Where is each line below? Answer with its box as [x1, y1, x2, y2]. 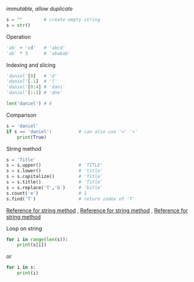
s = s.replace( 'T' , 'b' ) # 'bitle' [6, 185, 103, 191]
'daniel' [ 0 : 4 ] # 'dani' [6, 84, 66, 90]
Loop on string [6, 225, 43, 232]
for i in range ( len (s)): [6, 236, 68, 242]
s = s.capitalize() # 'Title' [6, 174, 103, 180]
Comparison [6, 111, 37, 118]
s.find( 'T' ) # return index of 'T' [6, 195, 135, 202]
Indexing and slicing [6, 61, 56, 69]
